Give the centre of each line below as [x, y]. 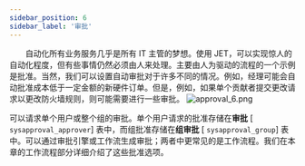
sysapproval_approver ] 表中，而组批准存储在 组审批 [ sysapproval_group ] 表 [149, 129]
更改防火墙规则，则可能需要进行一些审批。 [104, 98]
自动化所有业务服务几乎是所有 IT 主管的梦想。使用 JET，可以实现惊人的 [159, 53]
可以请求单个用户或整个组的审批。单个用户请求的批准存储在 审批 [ [132, 118]
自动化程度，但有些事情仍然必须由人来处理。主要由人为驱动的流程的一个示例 [152, 64]
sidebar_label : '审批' [51, 26]
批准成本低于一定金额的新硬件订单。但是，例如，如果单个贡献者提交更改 [152, 87]
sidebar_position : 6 [49, 18]
